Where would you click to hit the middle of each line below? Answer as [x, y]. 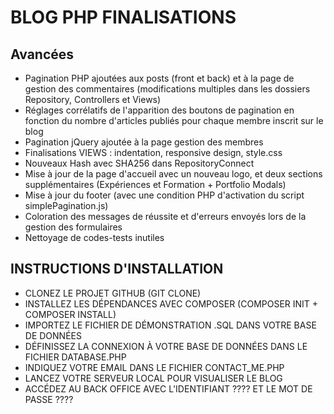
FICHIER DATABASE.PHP [75, 357]
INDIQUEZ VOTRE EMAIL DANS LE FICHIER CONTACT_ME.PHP [154, 367]
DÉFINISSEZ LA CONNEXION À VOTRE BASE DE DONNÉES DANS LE [166, 346]
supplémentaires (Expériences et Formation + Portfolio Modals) [155, 184]
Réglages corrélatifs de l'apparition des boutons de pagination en [159, 110]
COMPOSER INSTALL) [70, 314]
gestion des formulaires [73, 227]
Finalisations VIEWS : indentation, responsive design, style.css [153, 152]
